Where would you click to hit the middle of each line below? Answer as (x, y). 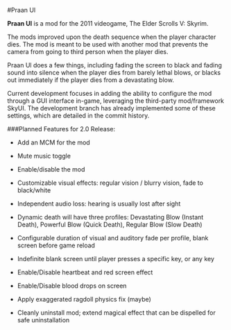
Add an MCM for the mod (53, 142)
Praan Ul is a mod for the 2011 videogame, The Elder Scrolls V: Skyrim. (108, 23)
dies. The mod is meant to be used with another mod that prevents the (108, 44)
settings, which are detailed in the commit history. (78, 115)
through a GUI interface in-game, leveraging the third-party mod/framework (115, 101)
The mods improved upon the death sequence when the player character (112, 37)
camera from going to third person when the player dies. (88, 52)
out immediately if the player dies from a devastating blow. (91, 80)
